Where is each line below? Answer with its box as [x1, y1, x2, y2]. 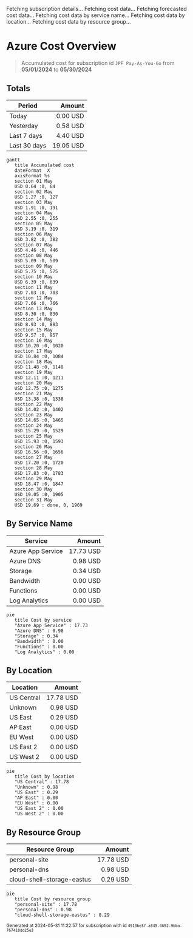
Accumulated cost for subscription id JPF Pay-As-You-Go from [21, 59, 175, 66]
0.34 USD [72, 566, 101, 575]
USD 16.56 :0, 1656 [14, 449, 64, 455]
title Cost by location [14, 773, 75, 780]
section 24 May [14, 422, 53, 429]
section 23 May [14, 412, 53, 418]
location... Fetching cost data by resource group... [6, 18, 131, 25]
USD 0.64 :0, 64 [14, 183, 56, 189]
